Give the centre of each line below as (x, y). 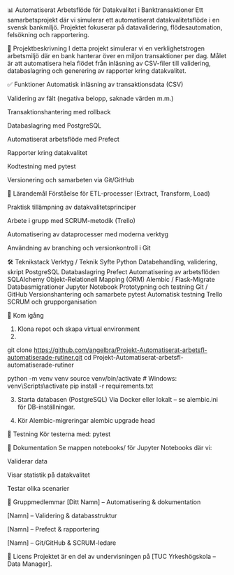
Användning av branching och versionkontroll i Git (79, 248)
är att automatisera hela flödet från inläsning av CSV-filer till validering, (109, 63)
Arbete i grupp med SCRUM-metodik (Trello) (72, 221)
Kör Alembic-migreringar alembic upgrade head (86, 420)
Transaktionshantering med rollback (59, 112)
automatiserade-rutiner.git (45, 357)
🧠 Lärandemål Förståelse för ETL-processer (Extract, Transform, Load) (109, 194)
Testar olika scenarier (38, 488)
